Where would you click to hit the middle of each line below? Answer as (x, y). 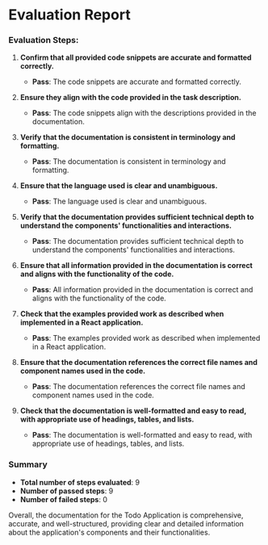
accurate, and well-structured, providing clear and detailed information (126, 523)
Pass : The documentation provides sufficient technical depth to (138, 241)
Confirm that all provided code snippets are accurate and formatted (136, 57)
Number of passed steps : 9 (67, 491)
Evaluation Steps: (44, 40)
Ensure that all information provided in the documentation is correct (136, 266)
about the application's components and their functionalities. (109, 532)
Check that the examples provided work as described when (122, 314)
